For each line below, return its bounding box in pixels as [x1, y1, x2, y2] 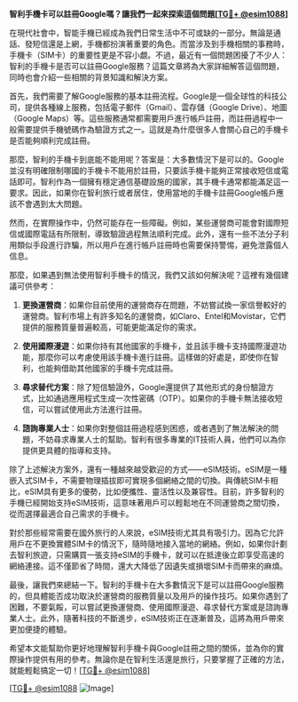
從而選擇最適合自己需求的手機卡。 [9, 508, 134, 519]
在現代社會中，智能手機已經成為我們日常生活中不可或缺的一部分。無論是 [9, 28, 273, 38]
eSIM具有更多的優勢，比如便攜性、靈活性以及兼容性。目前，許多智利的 [24, 486, 285, 497]
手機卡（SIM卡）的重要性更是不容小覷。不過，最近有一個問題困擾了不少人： [9, 50, 288, 60]
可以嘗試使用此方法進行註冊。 [37, 404, 147, 414]
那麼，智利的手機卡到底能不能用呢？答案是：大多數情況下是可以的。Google [9, 155, 285, 164]
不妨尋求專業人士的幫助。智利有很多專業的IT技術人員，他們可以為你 [37, 435, 286, 444]
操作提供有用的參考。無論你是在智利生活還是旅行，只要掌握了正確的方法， [16, 654, 289, 665]
